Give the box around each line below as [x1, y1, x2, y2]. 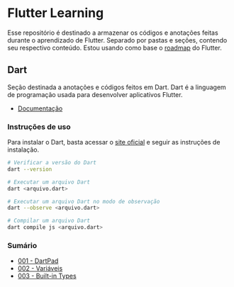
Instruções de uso [7, 122, 71, 132]
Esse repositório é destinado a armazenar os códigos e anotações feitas [7, 28, 218, 37]
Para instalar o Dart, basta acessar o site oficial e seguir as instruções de [7, 138, 221, 147]
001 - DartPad [17, 257, 59, 265]
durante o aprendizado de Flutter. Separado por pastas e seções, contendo [7, 35, 228, 44]
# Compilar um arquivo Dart [7, 218, 91, 225]
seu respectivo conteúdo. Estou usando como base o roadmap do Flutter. [7, 43, 222, 52]
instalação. [7, 145, 40, 154]
